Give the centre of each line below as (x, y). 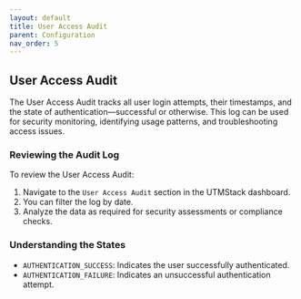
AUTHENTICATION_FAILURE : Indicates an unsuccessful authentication (146, 274)
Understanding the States (67, 245)
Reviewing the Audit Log (65, 154)
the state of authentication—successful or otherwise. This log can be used (149, 112)
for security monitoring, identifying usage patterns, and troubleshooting (144, 122)
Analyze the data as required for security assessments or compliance (153, 211)
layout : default (40, 18)
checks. (37, 222)
